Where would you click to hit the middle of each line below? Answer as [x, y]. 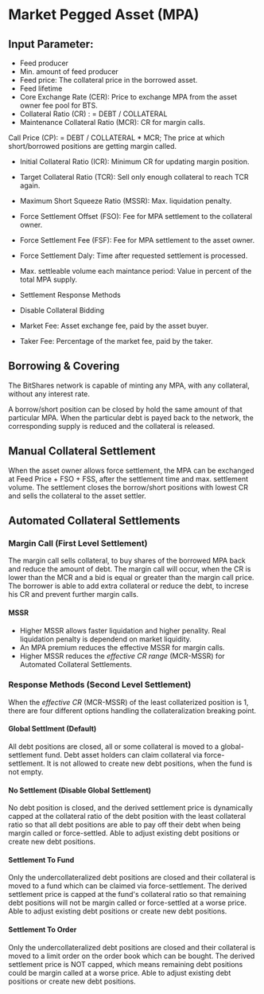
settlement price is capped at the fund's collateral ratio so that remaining [127, 895]
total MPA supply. [49, 279]
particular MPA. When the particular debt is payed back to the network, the [131, 417]
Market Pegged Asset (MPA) [104, 15]
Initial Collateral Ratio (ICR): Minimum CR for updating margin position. [134, 162]
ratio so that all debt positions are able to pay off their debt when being [124, 824]
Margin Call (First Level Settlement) [78, 543]
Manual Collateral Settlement [82, 451]
